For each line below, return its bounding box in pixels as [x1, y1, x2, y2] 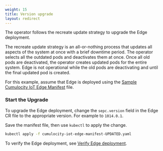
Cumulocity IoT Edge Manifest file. [5, 84, 74, 90]
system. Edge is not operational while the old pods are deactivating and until [5, 65, 158, 70]
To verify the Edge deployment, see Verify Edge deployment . [5, 140, 127, 146]
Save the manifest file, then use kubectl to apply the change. [5, 122, 127, 128]
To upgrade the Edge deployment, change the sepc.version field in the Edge [5, 107, 158, 113]
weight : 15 [5, 7, 27, 12]
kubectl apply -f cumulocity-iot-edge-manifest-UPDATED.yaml [5, 132, 132, 136]
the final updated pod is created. [5, 70, 71, 76]
